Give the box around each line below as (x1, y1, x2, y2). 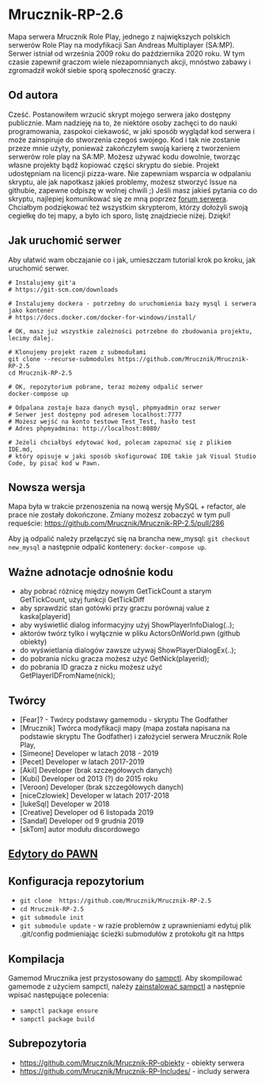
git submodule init (19, 914, 85, 922)
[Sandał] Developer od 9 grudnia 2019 (19, 816, 144, 825)
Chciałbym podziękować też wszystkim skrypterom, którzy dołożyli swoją (8, 202, 248, 212)
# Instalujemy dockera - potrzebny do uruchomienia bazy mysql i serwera (8, 299, 257, 307)
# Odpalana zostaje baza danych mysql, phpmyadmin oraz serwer (8, 403, 221, 412)
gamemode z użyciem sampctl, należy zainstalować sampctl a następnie (8, 982, 245, 991)
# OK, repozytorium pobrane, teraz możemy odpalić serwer (8, 382, 203, 390)
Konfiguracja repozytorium (8, 875, 145, 888)
